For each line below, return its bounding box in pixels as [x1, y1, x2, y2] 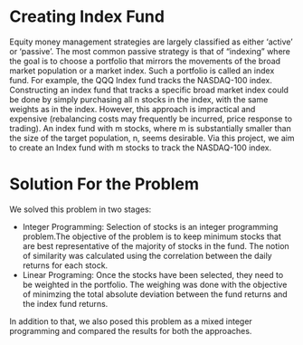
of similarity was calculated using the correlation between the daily [22, 250, 273, 261]
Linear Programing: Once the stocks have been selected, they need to [22, 269, 284, 280]
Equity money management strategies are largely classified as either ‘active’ [9, 36, 293, 47]
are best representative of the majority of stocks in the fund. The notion [22, 240, 289, 251]
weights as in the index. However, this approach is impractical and [9, 103, 256, 114]
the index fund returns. [22, 298, 109, 309]
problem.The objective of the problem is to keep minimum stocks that [22, 231, 282, 242]
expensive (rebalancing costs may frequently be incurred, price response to [9, 113, 292, 124]
